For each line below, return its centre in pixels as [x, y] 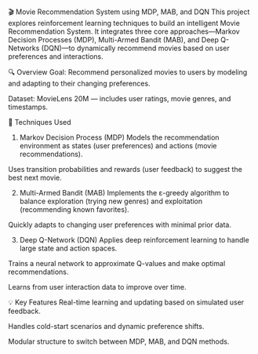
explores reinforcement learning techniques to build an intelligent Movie [124, 23]
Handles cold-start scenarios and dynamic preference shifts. [106, 326]
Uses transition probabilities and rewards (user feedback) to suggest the [125, 169]
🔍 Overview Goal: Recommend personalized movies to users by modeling [128, 72]
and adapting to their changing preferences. [79, 83]
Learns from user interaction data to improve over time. [97, 287]
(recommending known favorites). [74, 210]
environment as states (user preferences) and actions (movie [118, 146]
